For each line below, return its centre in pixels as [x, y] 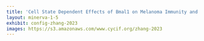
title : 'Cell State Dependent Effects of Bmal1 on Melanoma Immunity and [102, 12]
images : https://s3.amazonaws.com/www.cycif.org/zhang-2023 [85, 29]
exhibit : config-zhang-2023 [42, 23]
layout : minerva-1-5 [33, 17]
